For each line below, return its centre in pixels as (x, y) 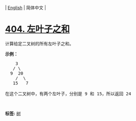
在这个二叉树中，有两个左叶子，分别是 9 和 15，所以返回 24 (68, 94)
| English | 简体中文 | (26, 8)
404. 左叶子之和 (37, 29)
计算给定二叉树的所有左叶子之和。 (39, 43)
